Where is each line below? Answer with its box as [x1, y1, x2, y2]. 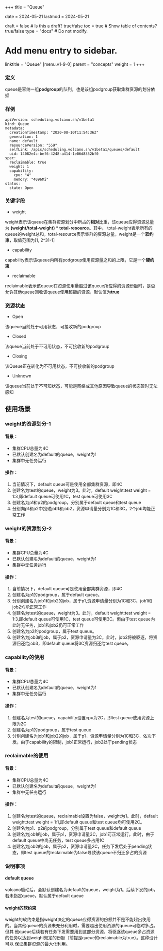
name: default [9, 138, 38, 143]
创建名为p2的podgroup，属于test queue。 [12, 628, 97, 634]
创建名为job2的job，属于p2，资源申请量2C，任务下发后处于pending [12, 843, 148, 849]
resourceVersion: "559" [9, 143, 57, 148]
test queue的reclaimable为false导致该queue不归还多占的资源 [25, 849, 147, 855]
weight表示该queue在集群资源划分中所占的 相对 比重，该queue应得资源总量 [5, 219, 154, 224]
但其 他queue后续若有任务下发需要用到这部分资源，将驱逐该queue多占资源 [5, 929, 155, 934]
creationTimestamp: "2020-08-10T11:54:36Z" [9, 130, 98, 135]
